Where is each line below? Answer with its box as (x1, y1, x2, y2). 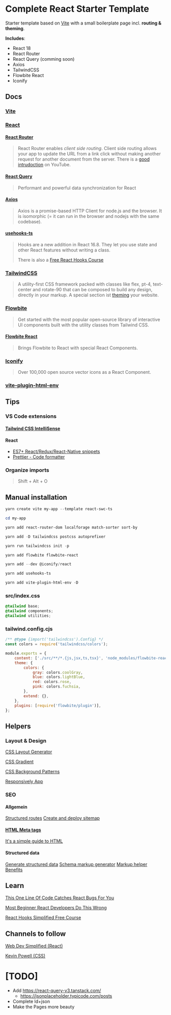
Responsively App (5, 778, 43, 784)
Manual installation (5, 493, 68, 501)
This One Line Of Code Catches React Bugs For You (5, 895, 115, 901)
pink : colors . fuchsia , (32, 684, 81, 689)
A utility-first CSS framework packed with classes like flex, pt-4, (17, 281, 152, 287)
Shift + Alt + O (17, 478, 48, 485)
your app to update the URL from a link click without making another (17, 151, 161, 157)
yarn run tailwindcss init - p (5, 543, 70, 548)
